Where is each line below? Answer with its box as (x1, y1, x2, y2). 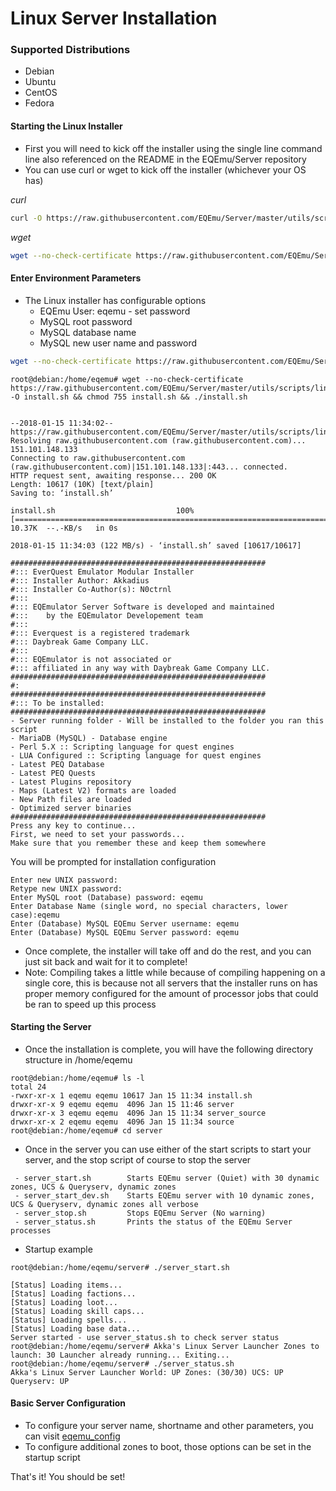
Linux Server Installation (10, 7, 218, 30)
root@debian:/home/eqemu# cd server (10, 1125, 163, 1136)
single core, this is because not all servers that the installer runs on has (24, 977, 318, 989)
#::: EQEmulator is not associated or (10, 654, 172, 664)
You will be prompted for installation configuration (10, 855, 217, 867)
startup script (24, 1451, 81, 1463)
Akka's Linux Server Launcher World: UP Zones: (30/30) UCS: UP (10, 1367, 284, 1377)
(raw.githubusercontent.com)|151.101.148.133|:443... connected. (10, 462, 288, 472)
